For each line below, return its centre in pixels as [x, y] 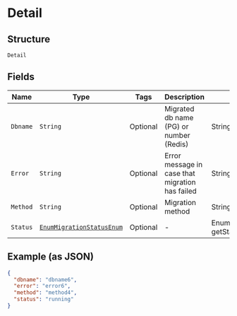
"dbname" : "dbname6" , [45, 280]
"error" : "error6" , [42, 286]
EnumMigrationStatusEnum [81, 227]
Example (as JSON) [50, 257]
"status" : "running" [44, 299]
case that [180, 173]
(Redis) [177, 144]
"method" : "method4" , [45, 293]
